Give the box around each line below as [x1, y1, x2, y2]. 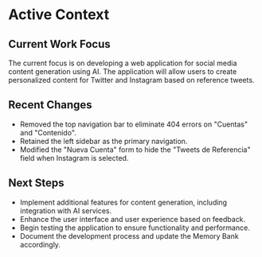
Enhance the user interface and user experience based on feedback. [19, 214, 246, 224]
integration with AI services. [19, 205, 112, 216]
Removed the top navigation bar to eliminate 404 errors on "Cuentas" [19, 119, 248, 129]
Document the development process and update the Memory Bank [19, 231, 239, 240]
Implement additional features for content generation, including [19, 197, 228, 207]
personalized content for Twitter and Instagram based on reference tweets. [8, 76, 255, 84]
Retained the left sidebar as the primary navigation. [19, 136, 188, 146]
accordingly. [19, 239, 61, 249]
